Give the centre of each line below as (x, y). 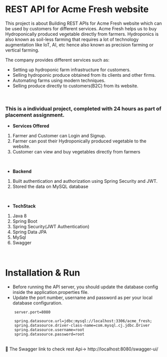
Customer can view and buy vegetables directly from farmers (76, 152)
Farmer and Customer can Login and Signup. (59, 136)
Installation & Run (43, 273)
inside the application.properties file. (51, 292)
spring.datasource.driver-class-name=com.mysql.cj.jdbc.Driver (82, 326)
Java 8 (19, 216)
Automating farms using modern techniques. (59, 80)
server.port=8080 (33, 312)
